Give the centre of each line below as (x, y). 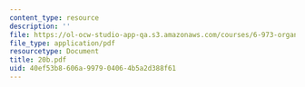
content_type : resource (54, 18)
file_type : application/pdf (63, 43)
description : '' (40, 26)
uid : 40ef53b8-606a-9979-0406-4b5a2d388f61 (93, 69)
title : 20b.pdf (38, 60)
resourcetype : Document (54, 52)
